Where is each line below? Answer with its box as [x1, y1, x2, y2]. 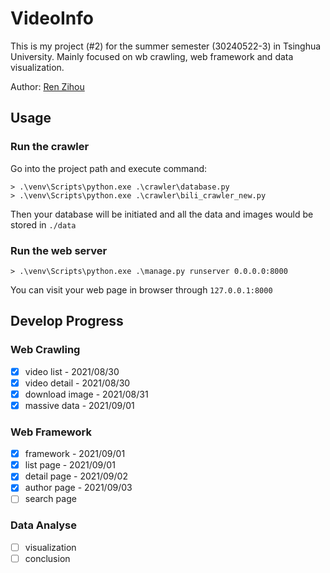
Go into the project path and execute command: [10, 162, 208, 174]
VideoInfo [10, 7, 94, 30]
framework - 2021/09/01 [24, 448, 126, 460]
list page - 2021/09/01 [24, 459, 116, 471]
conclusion [24, 552, 71, 564]
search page [24, 493, 77, 505]
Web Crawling [10, 343, 81, 357]
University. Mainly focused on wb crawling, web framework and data [10, 50, 294, 62]
